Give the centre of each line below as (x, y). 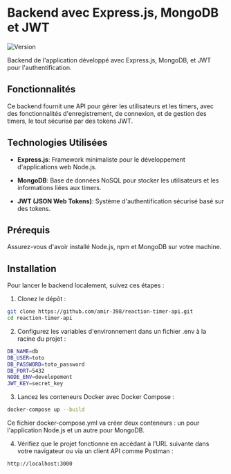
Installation (32, 269)
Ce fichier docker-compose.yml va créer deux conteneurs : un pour (103, 423)
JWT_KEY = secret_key (35, 384)
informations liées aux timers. (59, 187)
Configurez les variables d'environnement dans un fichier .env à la (112, 331)
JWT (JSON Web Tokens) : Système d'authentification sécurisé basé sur (121, 201)
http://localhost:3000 (40, 464)
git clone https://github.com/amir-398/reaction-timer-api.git (100, 312)
